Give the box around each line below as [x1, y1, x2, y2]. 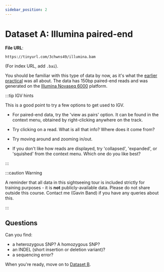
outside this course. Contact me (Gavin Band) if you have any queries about [5, 190, 159, 196]
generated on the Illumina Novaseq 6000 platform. [5, 83, 108, 89]
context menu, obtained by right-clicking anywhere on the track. [12, 117, 143, 123]
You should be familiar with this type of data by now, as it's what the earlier [5, 72, 158, 78]
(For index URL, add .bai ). [5, 63, 59, 69]
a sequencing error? [12, 252, 54, 258]
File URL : [5, 45, 24, 51]
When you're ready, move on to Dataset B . [5, 262, 91, 268]
